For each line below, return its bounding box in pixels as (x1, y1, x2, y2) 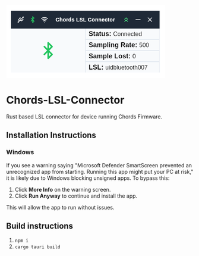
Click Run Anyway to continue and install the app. (14, 192, 138, 199)
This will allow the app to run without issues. (6, 204, 115, 211)
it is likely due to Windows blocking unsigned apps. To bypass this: (6, 174, 170, 182)
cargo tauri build (14, 244, 61, 250)
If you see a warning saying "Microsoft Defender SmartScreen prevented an (6, 161, 192, 168)
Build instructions (6, 221, 73, 231)
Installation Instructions (6, 130, 97, 141)
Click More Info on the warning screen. (14, 186, 111, 193)
